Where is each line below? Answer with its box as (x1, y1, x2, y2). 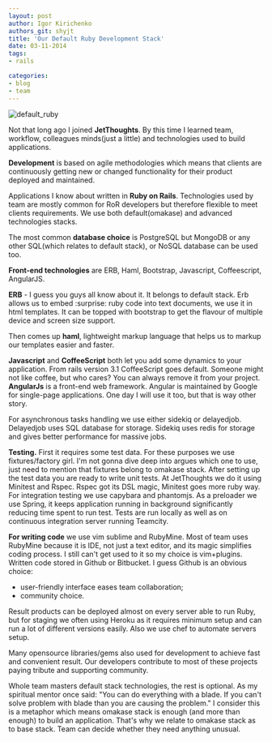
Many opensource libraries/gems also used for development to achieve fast (8, 648, 261, 658)
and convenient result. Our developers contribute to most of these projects (8, 656, 258, 666)
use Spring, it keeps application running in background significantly (8, 499, 233, 508)
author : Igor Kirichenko (8, 19, 92, 28)
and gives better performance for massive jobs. (8, 431, 168, 441)
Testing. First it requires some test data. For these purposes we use (8, 447, 235, 457)
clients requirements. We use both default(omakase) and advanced (8, 208, 233, 217)
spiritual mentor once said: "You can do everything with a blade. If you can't (8, 689, 261, 699)
